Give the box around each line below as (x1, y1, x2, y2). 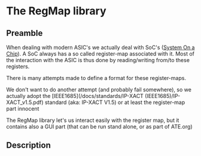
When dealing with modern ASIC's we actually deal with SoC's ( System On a (6, 44, 195, 51)
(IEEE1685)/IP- (144, 93, 181, 99)
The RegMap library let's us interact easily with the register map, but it (6, 117, 179, 124)
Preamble (6, 28, 43, 38)
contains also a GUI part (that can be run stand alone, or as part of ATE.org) (6, 123, 193, 130)
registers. (6, 63, 30, 70)
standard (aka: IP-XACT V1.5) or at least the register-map (44, 99, 185, 106)
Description (6, 140, 51, 151)
